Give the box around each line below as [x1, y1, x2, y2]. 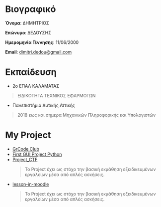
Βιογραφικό [5, 3, 56, 15]
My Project [5, 130, 51, 141]
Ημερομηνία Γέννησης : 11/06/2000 [5, 39, 79, 45]
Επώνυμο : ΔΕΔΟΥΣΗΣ [5, 29, 52, 35]
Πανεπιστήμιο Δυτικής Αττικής [12, 102, 76, 108]
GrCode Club [12, 146, 40, 152]
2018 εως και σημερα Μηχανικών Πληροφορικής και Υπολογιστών [17, 112, 156, 118]
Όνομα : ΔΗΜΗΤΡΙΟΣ [5, 20, 50, 26]
